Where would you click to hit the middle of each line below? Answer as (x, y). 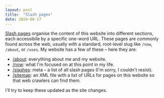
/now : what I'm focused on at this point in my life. (63, 65)
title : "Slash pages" (29, 15)
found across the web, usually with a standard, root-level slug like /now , (79, 44)
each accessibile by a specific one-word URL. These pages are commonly (82, 39)
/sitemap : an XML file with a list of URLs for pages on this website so (83, 75)
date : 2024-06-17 (23, 19)
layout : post (19, 10)
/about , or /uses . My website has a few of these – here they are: (71, 50)
